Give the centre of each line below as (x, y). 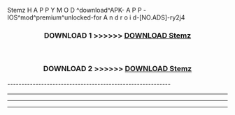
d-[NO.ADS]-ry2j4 (159, 17)
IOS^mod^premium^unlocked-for (55, 17)
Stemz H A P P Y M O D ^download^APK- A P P (74, 10)
